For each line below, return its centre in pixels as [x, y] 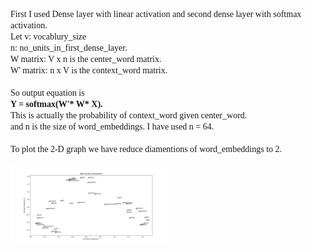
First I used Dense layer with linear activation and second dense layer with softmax [156, 14]
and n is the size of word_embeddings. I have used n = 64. [112, 127]
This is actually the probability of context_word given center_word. [129, 115]
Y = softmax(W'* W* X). [56, 104]
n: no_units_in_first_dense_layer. [69, 48]
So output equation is [47, 93]
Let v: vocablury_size [48, 37]
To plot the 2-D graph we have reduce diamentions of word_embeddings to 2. [146, 149]
